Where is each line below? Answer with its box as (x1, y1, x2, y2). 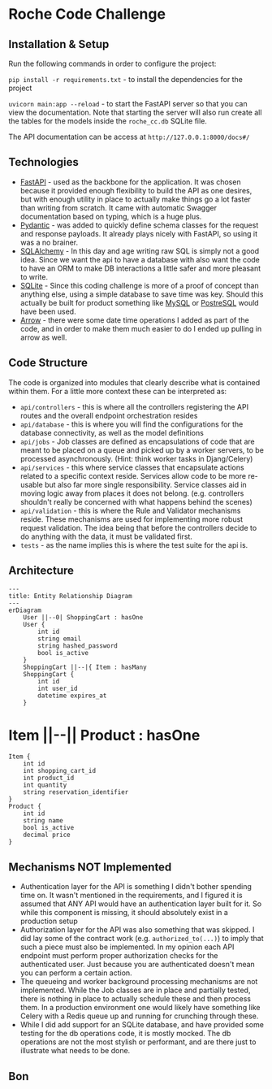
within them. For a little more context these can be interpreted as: (8, 386, 227, 396)
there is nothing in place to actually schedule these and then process (19, 994, 252, 1004)
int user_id (37, 684, 79, 693)
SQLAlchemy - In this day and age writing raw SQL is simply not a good (19, 245, 260, 256)
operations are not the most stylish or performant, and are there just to (19, 1037, 257, 1047)
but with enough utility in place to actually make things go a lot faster (19, 194, 252, 204)
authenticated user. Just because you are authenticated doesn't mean (19, 960, 256, 970)
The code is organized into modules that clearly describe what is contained (8, 377, 261, 387)
